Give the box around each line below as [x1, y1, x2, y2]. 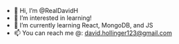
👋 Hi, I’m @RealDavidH [13, 7, 78, 14]
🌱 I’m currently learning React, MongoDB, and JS [13, 21, 153, 29]
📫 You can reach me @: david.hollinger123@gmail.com [13, 29, 173, 37]
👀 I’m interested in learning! [13, 14, 92, 22]
